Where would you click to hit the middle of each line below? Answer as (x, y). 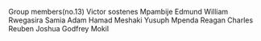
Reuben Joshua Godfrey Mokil (59, 29)
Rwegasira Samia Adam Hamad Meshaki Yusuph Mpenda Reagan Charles (131, 20)
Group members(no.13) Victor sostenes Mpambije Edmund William (118, 12)
